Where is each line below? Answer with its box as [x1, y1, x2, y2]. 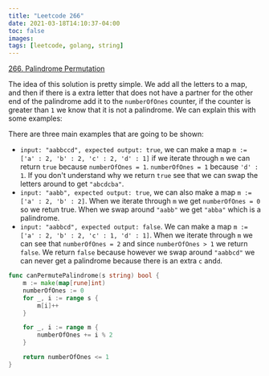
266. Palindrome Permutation [8, 64, 105, 73]
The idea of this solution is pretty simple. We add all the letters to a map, [8, 80, 247, 89]
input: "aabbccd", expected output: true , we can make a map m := [19, 145, 247, 155]
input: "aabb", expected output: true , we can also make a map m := [19, 188, 252, 197]
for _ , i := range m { [22, 324, 99, 332]
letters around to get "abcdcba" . [19, 179, 124, 189]
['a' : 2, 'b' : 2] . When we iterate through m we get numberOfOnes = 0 [19, 196, 261, 206]
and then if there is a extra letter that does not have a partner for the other [8, 88, 254, 97]
